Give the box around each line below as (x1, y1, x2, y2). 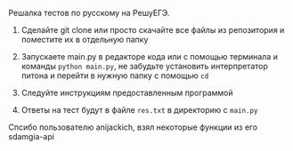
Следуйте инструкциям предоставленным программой (20, 88, 233, 98)
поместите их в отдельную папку (20, 35, 149, 44)
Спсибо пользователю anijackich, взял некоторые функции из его (8, 122, 258, 132)
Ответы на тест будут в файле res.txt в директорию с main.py (20, 105, 258, 115)
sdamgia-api (8, 131, 55, 141)
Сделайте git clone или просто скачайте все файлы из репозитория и (20, 25, 285, 35)
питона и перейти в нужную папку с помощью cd (20, 70, 209, 81)
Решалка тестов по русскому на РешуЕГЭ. (8, 8, 170, 18)
